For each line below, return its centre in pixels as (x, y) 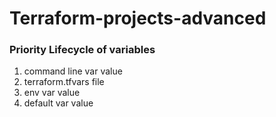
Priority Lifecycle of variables (82, 50)
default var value (58, 103)
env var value (52, 93)
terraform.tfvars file (64, 82)
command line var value (73, 71)
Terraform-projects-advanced (138, 18)
